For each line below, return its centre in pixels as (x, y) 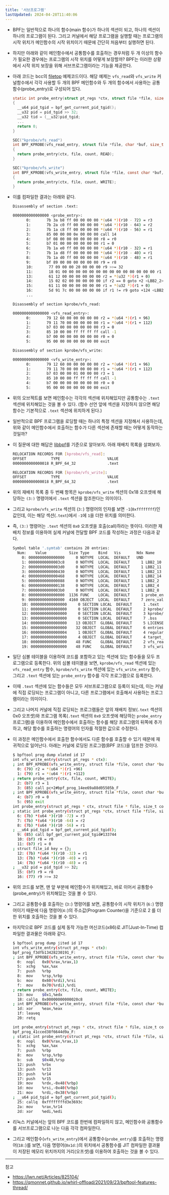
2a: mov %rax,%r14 (40, 1107)
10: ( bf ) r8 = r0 (35, 839)
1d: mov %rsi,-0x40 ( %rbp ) (48, 1088)
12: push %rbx (34, 1065)
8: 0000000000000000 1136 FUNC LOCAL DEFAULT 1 (83, 595)
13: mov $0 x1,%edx (40, 995)
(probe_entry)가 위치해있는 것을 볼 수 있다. (55, 893)
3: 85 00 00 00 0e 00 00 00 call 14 (71, 234)
